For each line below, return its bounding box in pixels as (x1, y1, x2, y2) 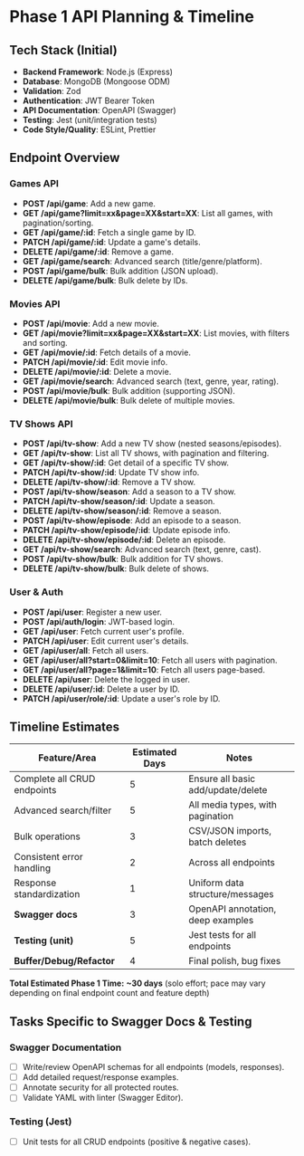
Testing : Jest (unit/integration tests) (22, 115, 157, 125)
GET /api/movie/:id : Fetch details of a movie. (22, 347, 192, 358)
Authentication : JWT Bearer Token (22, 95, 156, 106)
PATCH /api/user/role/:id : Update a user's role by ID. (22, 693, 221, 703)
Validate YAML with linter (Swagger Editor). (22, 1093, 184, 1103)
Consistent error (14, 851, 83, 864)
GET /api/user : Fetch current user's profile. (22, 626, 185, 636)
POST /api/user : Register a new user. (22, 607, 163, 617)
